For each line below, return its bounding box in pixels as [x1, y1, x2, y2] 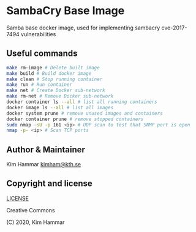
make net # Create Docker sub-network [6, 87, 105, 94]
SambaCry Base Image [6, 4, 125, 18]
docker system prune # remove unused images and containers [6, 110, 164, 117]
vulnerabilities [20, 30, 56, 37]
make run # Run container [6, 82, 72, 88]
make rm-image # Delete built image [6, 64, 100, 71]
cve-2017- [161, 24, 187, 31]
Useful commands [6, 48, 78, 59]
